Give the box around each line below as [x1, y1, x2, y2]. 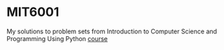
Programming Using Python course [6, 34, 108, 42]
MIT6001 [6, 4, 59, 20]
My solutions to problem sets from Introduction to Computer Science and [6, 27, 218, 35]
